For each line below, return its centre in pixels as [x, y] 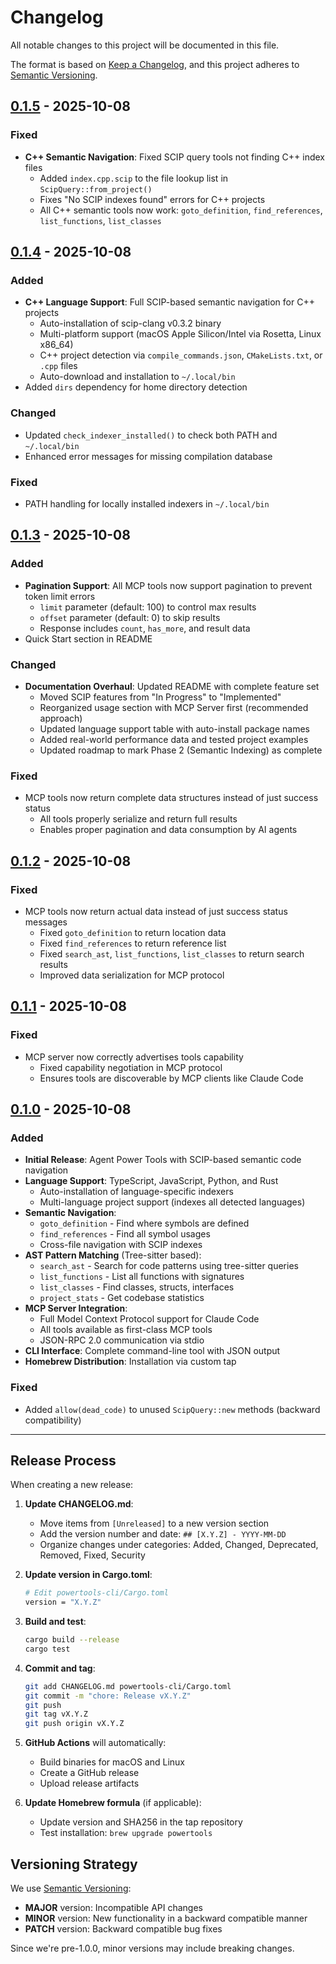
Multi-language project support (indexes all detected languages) [172, 1202]
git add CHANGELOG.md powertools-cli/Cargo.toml [128, 1686]
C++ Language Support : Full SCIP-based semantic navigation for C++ [169, 302]
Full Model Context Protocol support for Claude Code [149, 1319]
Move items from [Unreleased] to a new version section [154, 1523]
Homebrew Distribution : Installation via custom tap [130, 1362]
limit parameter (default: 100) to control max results [148, 607]
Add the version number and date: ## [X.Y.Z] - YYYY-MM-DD [163, 1534]
